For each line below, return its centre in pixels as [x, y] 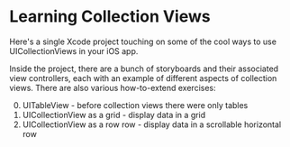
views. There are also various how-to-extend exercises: [113, 87]
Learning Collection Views [110, 17]
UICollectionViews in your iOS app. [74, 51]
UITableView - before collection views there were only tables [135, 105]
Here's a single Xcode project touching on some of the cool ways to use [143, 41]
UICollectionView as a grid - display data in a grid [114, 115]
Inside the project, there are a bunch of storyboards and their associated [144, 69]
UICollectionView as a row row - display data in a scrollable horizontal [152, 124]
